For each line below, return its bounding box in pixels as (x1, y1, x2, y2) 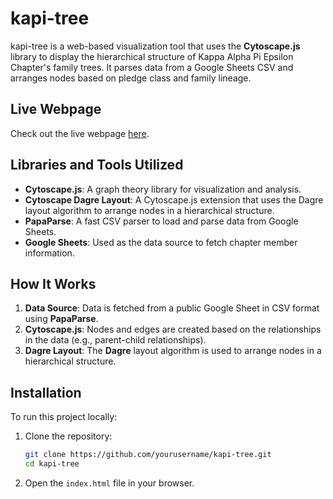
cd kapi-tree (24, 459, 80, 469)
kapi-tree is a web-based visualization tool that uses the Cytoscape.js (10, 40, 301, 52)
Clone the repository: (24, 430, 113, 442)
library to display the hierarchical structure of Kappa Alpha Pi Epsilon (10, 50, 294, 62)
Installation (10, 384, 82, 401)
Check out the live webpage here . (10, 127, 150, 139)
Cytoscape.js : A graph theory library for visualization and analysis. (24, 183, 302, 195)
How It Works (10, 275, 97, 292)
